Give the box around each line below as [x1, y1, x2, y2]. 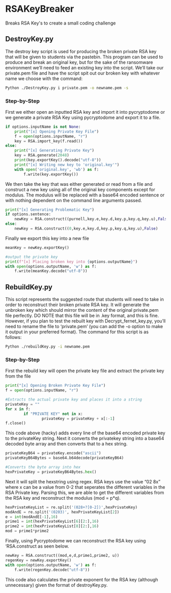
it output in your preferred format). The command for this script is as [5, 329, 149, 335]
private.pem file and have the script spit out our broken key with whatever [5, 70, 160, 76]
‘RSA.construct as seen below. [5, 543, 69, 549]
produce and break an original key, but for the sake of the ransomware [5, 59, 154, 65]
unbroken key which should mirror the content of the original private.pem [5, 307, 159, 313]
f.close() [5, 421, 26, 426]
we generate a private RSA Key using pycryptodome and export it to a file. [5, 114, 161, 120]
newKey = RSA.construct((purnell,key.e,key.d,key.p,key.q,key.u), [14, 216, 158, 222]
